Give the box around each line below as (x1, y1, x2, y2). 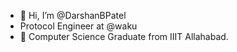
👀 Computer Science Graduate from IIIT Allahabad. (19, 31, 229, 42)
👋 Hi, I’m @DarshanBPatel (19, 10, 127, 21)
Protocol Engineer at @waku (19, 20, 138, 32)
